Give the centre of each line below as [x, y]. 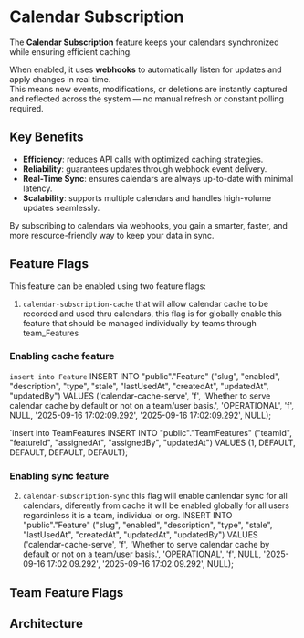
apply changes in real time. [60, 79]
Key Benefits [47, 138]
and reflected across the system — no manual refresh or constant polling [147, 99]
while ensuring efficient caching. [71, 51]
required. [26, 108]
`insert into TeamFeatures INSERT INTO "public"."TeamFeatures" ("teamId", [151, 432]
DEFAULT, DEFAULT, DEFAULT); [69, 452]
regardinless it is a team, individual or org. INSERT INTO [127, 516]
